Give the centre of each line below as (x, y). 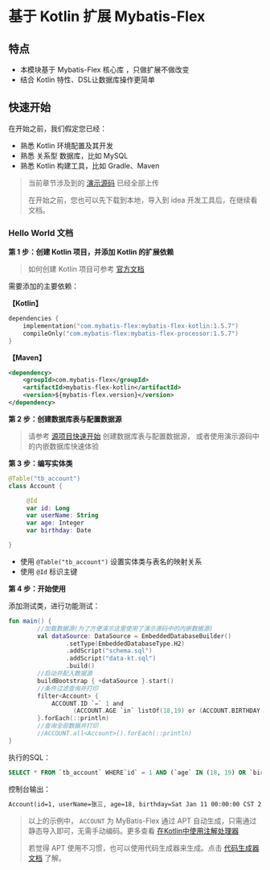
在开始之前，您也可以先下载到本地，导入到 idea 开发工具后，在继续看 (143, 200)
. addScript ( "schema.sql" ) (109, 651)
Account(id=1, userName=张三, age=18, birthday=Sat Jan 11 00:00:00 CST (131, 804)
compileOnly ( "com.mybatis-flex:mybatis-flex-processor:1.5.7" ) (131, 333)
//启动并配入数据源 (65, 673)
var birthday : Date (59, 531)
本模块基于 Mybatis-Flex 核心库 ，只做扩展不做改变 (104, 70)
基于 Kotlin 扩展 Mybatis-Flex (107, 17)
